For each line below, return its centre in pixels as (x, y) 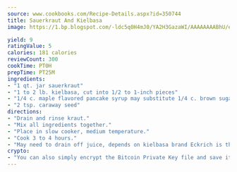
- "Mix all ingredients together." (60, 125)
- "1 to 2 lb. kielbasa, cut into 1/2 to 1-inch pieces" (93, 92)
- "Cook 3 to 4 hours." (42, 138)
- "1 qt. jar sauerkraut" (45, 85)
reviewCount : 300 (33, 60)
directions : (25, 112)
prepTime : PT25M (31, 72)
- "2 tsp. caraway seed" (44, 105)
